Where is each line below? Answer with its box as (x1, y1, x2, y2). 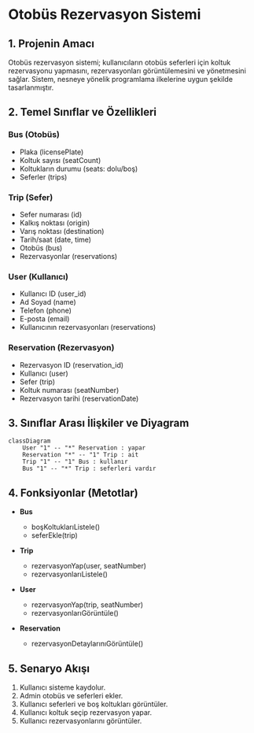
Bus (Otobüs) (8, 129, 61, 140)
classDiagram (8, 437, 51, 446)
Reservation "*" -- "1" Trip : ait (22, 451, 139, 459)
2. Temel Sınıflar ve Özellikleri (8, 106, 157, 119)
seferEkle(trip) (31, 531, 79, 540)
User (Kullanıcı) (8, 271, 69, 282)
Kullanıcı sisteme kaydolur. (19, 683, 106, 692)
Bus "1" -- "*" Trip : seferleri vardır (22, 465, 156, 473)
